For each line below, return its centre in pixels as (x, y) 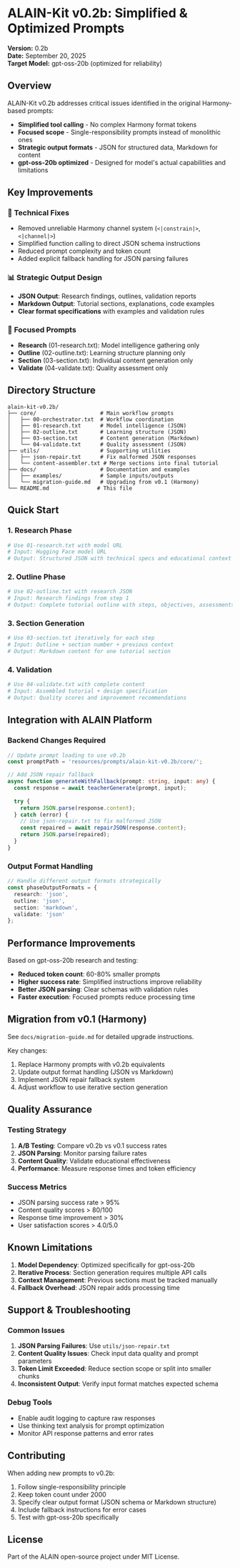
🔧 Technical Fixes (39, 213)
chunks (29, 1376)
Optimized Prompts (66, 28)
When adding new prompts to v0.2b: (61, 1473)
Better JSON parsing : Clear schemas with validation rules (103, 989)
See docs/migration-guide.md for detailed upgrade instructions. (101, 1036)
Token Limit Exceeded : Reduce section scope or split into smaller (115, 1369)
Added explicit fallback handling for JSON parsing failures (103, 259)
